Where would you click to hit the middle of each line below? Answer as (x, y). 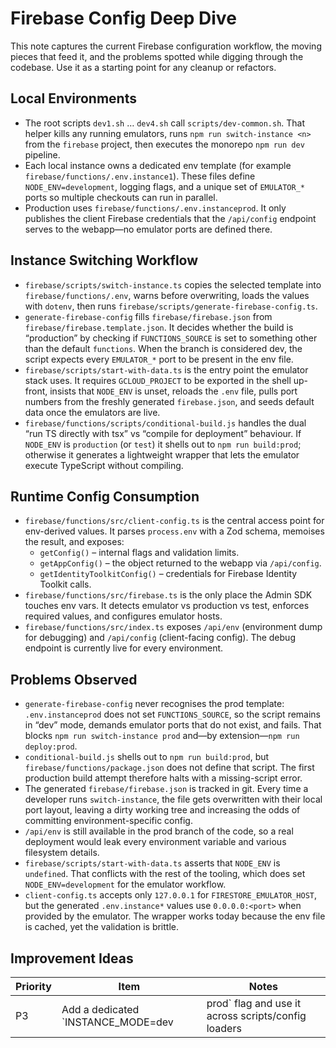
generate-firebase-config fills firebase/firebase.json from (148, 316)
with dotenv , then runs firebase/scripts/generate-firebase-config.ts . (171, 306)
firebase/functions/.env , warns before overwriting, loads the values (167, 295)
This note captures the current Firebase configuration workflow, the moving (166, 46)
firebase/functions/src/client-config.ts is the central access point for (174, 521)
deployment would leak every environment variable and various (155, 842)
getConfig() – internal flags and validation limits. (139, 553)
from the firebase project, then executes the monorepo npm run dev (164, 144)
